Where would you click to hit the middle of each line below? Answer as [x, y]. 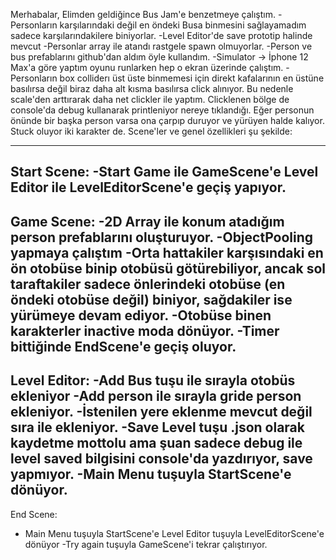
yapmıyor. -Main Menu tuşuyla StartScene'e [151, 474]
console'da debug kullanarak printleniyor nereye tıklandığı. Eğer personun [162, 110]
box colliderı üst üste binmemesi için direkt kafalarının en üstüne [192, 78]
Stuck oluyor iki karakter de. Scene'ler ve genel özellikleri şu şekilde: [151, 131]
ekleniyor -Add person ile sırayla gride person [156, 396]
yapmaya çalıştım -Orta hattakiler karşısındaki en [167, 252]
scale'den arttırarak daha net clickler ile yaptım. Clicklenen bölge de [150, 99]
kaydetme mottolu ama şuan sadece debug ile [156, 443]
